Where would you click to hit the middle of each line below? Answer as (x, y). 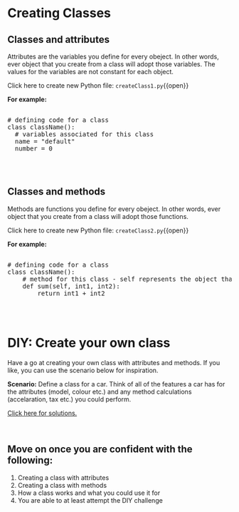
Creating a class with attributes (63, 477)
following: (30, 460)
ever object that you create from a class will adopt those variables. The (111, 64)
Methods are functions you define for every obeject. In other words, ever (114, 209)
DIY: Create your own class (89, 343)
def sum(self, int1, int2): (71, 286)
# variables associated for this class (84, 134)
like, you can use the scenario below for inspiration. (83, 370)
